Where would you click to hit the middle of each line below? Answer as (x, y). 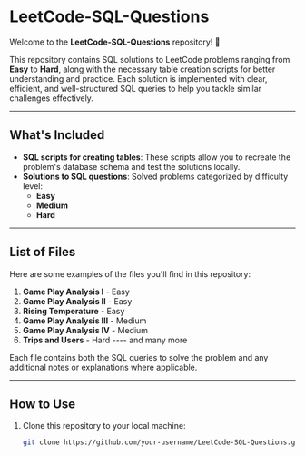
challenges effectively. (51, 98)
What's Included (57, 135)
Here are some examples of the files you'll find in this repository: (130, 273)
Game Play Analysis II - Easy (77, 301)
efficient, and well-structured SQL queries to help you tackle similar (135, 88)
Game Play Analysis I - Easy (76, 292)
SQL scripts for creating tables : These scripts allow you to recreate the (157, 157)
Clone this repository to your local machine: (104, 426)
